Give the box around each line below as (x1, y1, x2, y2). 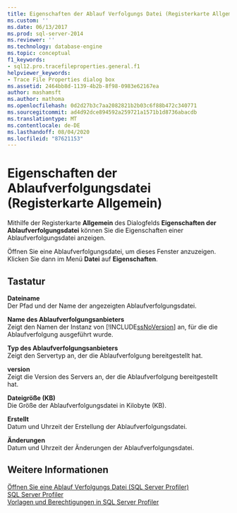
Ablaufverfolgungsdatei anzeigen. (7, 234, 106, 242)
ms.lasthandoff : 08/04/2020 (7, 128, 90, 135)
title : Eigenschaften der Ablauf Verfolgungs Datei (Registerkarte (7, 10, 210, 18)
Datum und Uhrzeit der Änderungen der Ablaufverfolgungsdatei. (7, 444, 195, 452)
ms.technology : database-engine (7, 43, 102, 50)
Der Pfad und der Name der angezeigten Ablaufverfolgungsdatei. (7, 301, 197, 310)
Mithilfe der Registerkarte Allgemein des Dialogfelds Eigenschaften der (7, 219, 217, 227)
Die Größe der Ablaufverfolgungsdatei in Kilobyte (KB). (7, 402, 167, 409)
